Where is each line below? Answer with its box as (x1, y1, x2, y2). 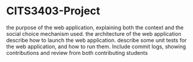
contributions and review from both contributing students (6, 49, 149, 56)
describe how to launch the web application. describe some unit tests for (6, 36, 187, 44)
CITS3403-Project (6, 4, 100, 18)
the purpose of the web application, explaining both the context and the (6, 24, 184, 31)
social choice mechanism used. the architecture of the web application (6, 30, 182, 37)
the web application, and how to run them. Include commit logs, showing (6, 43, 186, 50)
